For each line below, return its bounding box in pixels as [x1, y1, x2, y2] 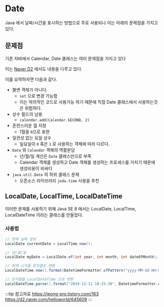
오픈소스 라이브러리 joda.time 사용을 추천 [19, 177, 100, 184]
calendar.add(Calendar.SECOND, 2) [19, 118, 90, 122]
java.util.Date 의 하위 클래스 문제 [12, 171, 80, 177]
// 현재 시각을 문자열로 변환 [5, 263, 55, 268]
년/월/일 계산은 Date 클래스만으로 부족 [19, 153, 92, 159]
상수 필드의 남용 [12, 111, 42, 117]
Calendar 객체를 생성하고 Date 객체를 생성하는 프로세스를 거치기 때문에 [19, 159, 155, 165]
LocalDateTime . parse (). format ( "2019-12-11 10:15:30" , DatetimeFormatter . [5, 281, 159, 286]
